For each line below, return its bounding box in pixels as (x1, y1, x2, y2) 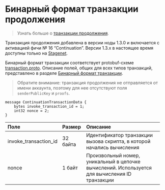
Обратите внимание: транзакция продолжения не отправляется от (17, 80, 158, 86)
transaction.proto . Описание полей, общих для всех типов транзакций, (5, 65, 153, 71)
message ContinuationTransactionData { (5, 99, 87, 104)
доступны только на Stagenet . (5, 50, 68, 56)
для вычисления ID (86, 170, 132, 177)
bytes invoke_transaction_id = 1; (14, 104, 84, 109)
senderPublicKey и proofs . (17, 90, 70, 96)
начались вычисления (86, 144, 139, 151)
